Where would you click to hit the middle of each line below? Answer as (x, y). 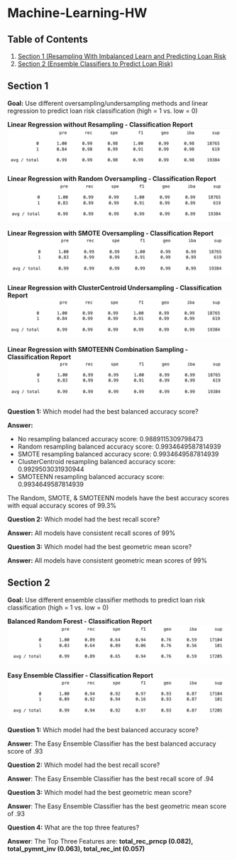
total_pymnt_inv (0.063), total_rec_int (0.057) (76, 849)
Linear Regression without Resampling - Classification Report (100, 124)
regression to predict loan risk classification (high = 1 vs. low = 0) (103, 111)
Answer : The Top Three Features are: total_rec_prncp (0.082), (100, 841)
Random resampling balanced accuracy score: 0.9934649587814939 (119, 446)
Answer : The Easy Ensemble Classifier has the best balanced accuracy (112, 744)
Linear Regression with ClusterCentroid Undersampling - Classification (115, 287)
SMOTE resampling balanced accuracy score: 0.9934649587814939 (118, 454)
